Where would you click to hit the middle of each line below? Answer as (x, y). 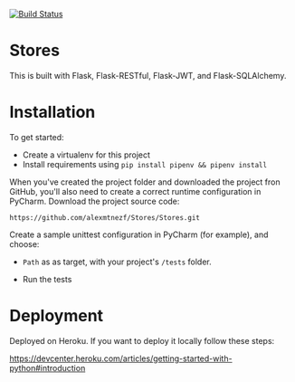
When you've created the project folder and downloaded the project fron (145, 182)
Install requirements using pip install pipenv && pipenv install (145, 164)
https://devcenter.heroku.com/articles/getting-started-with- (121, 358)
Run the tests (47, 279)
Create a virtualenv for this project (86, 155)
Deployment (57, 316)
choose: (24, 244)
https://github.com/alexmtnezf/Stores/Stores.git (105, 217)
